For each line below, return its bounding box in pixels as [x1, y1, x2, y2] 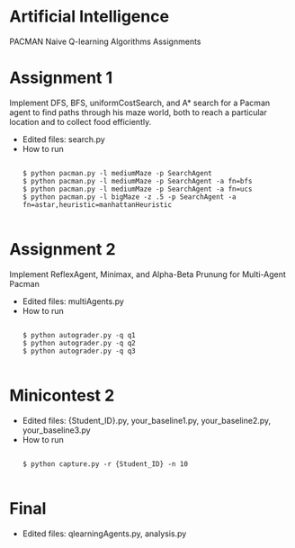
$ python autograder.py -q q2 [22, 338, 137, 347]
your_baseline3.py [22, 425, 92, 436]
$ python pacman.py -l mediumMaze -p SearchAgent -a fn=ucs [22, 184, 253, 193]
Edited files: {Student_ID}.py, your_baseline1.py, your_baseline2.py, [22, 415, 272, 426]
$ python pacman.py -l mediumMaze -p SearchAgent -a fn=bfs [22, 176, 253, 185]
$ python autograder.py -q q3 [22, 346, 137, 355]
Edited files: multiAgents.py [22, 295, 124, 307]
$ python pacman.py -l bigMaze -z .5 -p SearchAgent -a [22, 192, 237, 202]
